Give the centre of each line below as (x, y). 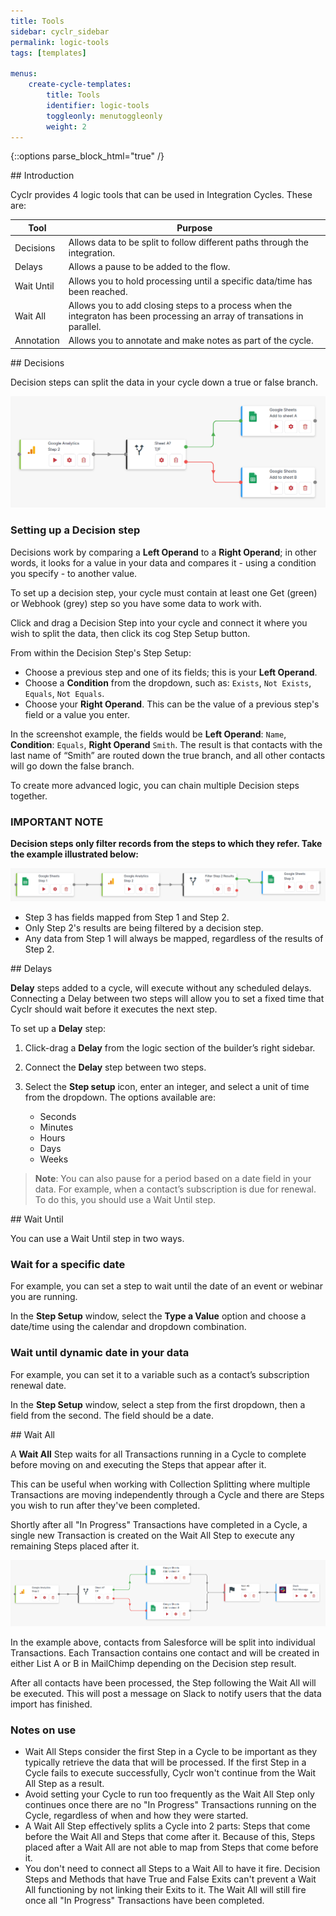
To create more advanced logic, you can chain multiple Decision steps (155, 785)
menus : (24, 74)
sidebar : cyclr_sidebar (60, 31)
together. (29, 796)
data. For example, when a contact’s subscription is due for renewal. (175, 1189)
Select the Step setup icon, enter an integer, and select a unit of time (167, 1087)
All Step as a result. (64, 1784)
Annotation (37, 341)
